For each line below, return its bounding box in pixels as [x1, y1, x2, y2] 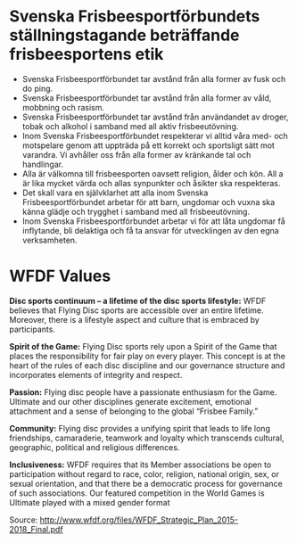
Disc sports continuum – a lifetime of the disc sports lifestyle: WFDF [9, 295, 267, 306]
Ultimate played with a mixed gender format [9, 497, 170, 507]
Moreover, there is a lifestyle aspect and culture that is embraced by [9, 314, 260, 325]
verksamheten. [21, 234, 78, 245]
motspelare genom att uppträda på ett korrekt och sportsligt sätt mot [21, 140, 275, 151]
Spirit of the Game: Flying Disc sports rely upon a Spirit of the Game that [9, 341, 277, 351]
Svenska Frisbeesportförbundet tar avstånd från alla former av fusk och [21, 73, 286, 84]
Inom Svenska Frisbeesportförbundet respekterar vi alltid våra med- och [21, 130, 288, 141]
